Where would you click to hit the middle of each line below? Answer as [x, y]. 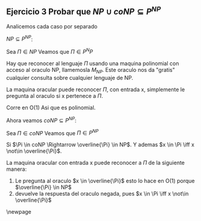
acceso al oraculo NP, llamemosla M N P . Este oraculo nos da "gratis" [91, 71]
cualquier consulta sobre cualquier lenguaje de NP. [70, 77]
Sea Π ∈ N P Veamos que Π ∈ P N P [50, 51]
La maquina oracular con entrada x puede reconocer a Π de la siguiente [96, 163]
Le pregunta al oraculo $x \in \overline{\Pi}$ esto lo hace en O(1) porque [105, 181]
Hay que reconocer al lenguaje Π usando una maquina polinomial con [93, 63]
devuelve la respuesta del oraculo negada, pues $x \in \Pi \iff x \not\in [102, 194]
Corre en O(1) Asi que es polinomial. [51, 107]
